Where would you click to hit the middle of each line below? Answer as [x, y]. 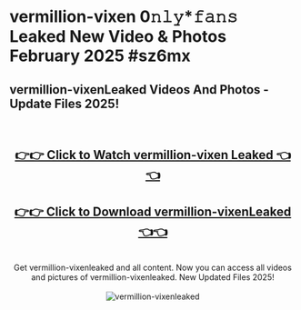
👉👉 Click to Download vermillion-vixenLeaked [153, 211]
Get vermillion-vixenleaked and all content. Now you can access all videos [153, 268]
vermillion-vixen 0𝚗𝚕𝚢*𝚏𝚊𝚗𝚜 [124, 17]
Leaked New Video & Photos [118, 37]
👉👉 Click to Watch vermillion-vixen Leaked [144, 155]
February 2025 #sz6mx [100, 56]
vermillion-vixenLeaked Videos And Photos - [140, 90]
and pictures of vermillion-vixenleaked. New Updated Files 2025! [153, 277]
